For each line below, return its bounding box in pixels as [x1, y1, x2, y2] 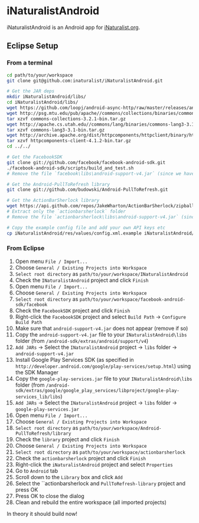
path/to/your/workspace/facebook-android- [79, 296, 185, 303]
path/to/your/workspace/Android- [79, 425, 162, 431]
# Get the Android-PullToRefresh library [6, 181, 110, 187]
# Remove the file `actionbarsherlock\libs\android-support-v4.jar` [6, 214, 179, 220]
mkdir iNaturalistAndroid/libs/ [6, 94, 86, 100]
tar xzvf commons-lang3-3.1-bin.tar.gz [6, 127, 105, 133]
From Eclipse [6, 244, 45, 252]
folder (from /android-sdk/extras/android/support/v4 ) [15, 337, 149, 344]
